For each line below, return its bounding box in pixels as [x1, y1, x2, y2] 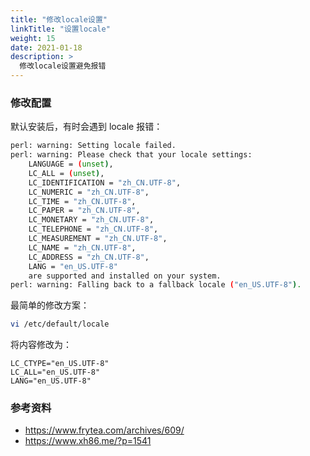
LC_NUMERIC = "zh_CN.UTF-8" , [28, 187, 150, 197]
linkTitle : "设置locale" [10, 24, 111, 34]
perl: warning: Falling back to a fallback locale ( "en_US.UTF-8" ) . [10, 280, 302, 290]
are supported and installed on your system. [28, 271, 222, 281]
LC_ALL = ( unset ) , [28, 168, 105, 178]
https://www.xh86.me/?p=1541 [24, 435, 152, 447]
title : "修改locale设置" [10, 14, 108, 25]
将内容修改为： [10, 339, 72, 351]
